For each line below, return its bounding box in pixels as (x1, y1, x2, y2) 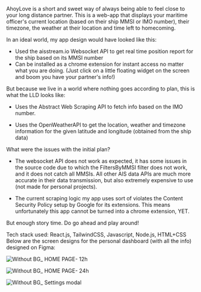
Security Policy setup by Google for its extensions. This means (14, 202, 170, 208)
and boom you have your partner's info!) (14, 74, 116, 80)
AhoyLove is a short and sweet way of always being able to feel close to (6, 5, 185, 12)
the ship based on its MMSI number (14, 54, 104, 61)
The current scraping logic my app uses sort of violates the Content (14, 195, 184, 202)
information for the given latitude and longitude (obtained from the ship (14, 128, 191, 135)
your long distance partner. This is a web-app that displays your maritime (6, 11, 188, 19)
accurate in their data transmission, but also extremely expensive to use (14, 177, 194, 183)
